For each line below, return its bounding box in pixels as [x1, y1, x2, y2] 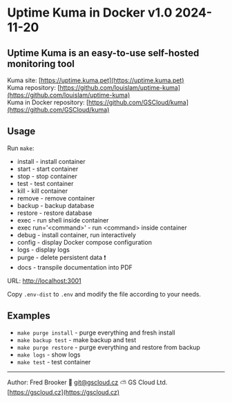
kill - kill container [17, 187, 68, 195]
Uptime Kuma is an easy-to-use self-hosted [7, 47, 200, 59]
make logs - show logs [17, 350, 81, 359]
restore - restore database [17, 209, 93, 217]
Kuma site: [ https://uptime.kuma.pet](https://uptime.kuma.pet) [7, 76, 184, 84]
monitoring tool [7, 57, 75, 70]
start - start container [17, 165, 79, 173]
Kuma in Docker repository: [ [7, 98, 89, 106]
